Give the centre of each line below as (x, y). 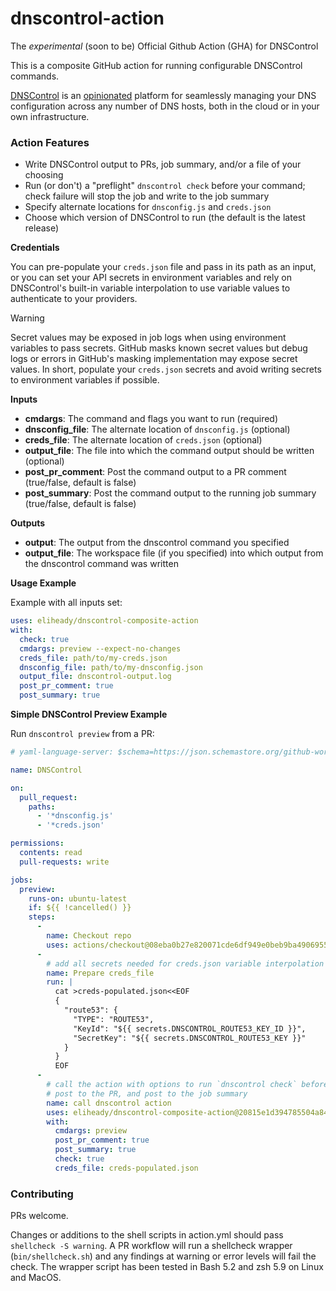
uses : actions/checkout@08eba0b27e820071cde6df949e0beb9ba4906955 (187, 945)
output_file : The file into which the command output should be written (169, 451)
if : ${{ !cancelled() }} (80, 908)
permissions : (37, 843)
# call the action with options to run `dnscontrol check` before (187, 1085)
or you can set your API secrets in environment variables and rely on (151, 278)
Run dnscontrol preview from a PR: (82, 734)
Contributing (42, 1194)
